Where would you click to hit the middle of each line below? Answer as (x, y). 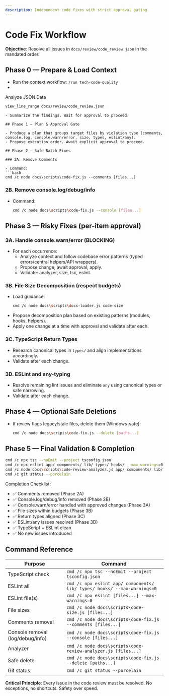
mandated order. (22, 54)
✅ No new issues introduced (42, 533)
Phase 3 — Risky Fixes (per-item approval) (73, 226)
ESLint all (19, 586)
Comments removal (31, 622)
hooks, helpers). (29, 321)
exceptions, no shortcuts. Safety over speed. (52, 688)
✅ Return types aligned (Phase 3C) (49, 516)
